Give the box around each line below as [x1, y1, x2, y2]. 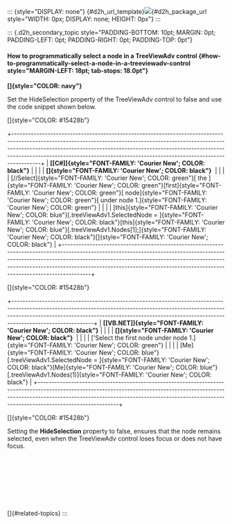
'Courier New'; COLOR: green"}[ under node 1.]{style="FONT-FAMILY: [7, 196, 207, 204]
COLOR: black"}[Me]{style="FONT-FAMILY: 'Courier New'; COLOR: [7, 363, 199, 372]
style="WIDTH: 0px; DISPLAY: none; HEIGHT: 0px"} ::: [7, 15, 161, 23]
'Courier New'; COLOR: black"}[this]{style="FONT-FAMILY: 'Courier [32, 218, 225, 227]
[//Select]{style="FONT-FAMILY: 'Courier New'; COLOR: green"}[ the [10, 174, 208, 182]
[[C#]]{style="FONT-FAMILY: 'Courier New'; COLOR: [50, 159, 206, 167]
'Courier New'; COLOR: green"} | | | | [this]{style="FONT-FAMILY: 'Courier [7, 204, 218, 212]
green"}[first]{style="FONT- [141, 181, 222, 190]
